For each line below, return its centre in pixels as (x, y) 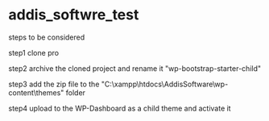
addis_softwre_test (74, 15)
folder (76, 92)
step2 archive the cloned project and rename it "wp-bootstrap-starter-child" (135, 68)
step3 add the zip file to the (54, 84)
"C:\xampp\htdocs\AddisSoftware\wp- (165, 84)
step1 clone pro (33, 52)
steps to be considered (47, 37)
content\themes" (36, 92)
